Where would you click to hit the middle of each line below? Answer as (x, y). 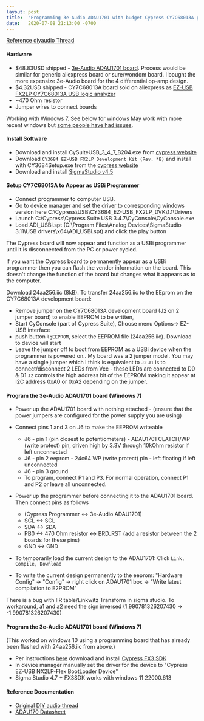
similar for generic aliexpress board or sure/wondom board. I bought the (105, 74)
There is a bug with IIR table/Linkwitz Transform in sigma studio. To (90, 600)
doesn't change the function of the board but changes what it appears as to (101, 274)
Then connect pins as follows (52, 502)
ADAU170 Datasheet (40, 712)
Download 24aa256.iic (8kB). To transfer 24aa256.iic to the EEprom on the (99, 292)
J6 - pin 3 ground (46, 471)
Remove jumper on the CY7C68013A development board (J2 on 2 (97, 310)
